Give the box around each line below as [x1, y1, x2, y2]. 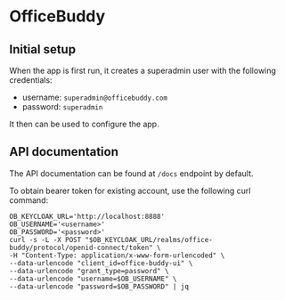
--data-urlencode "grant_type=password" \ [9, 266, 169, 275]
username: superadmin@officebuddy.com [21, 92, 167, 102]
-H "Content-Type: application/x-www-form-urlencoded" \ [9, 251, 225, 260]
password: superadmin [21, 101, 103, 112]
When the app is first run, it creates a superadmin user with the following [9, 65, 276, 76]
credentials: [9, 75, 53, 85]
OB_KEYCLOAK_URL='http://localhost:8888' [9, 212, 166, 221]
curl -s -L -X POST [9, 235, 82, 244]
